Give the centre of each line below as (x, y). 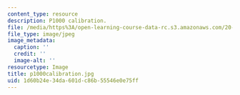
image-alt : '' (35, 61)
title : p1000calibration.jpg (51, 74)
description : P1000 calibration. (57, 21)
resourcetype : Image (38, 67)
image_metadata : (31, 41)
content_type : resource (43, 14)
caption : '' (32, 47)
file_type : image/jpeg (41, 34)
